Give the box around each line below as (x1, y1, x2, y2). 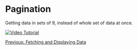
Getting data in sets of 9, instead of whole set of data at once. (5, 20, 133, 26)
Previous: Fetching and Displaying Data (5, 39, 86, 45)
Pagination (5, 3, 51, 15)
